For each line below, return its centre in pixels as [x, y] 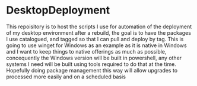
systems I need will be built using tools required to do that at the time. [91, 64]
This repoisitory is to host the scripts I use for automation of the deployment [99, 27]
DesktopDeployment [58, 10]
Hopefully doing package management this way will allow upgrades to [92, 70]
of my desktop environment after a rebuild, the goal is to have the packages [99, 32]
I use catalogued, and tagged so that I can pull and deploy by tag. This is [95, 39]
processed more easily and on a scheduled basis [66, 77]
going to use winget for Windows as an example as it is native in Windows [96, 45]
